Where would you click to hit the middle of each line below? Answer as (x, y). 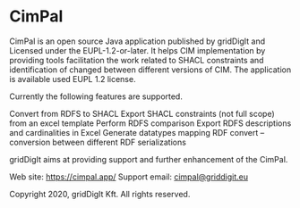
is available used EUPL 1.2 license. (73, 79)
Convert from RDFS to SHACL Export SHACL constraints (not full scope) (142, 113)
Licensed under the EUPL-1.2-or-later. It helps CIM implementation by (137, 50)
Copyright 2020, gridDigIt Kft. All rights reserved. (100, 194)
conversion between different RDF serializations (98, 142)
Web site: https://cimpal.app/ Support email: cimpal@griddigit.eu (129, 177)
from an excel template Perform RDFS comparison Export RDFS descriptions (150, 123)
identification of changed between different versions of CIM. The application (150, 70)
